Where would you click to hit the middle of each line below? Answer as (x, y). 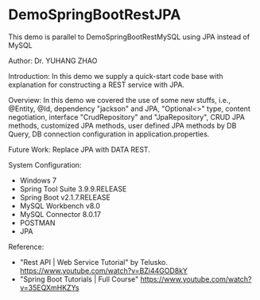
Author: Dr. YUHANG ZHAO (53, 61)
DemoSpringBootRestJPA (95, 15)
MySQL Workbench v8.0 (60, 206)
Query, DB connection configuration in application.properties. (109, 134)
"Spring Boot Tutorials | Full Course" (79, 279)
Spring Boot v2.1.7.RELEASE (65, 197)
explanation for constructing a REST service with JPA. (97, 85)
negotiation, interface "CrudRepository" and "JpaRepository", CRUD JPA (126, 116)
